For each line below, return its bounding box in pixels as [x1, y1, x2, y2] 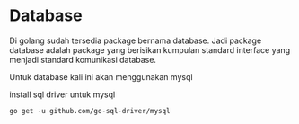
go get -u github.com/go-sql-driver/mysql [9, 106, 171, 115]
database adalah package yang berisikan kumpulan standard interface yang [9, 44, 290, 55]
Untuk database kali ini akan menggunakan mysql [9, 71, 193, 82]
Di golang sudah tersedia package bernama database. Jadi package [9, 35, 262, 46]
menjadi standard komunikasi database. [9, 54, 157, 65]
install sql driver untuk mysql [9, 89, 116, 100]
